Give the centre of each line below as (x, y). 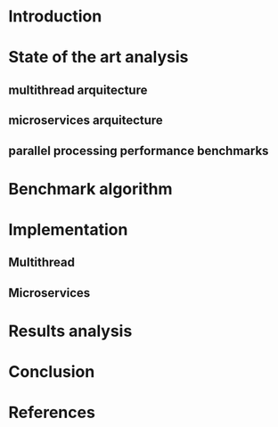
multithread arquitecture (78, 90)
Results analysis (70, 331)
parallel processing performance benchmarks (139, 150)
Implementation (68, 230)
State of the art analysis (98, 57)
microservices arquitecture (86, 121)
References (52, 413)
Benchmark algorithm (90, 189)
